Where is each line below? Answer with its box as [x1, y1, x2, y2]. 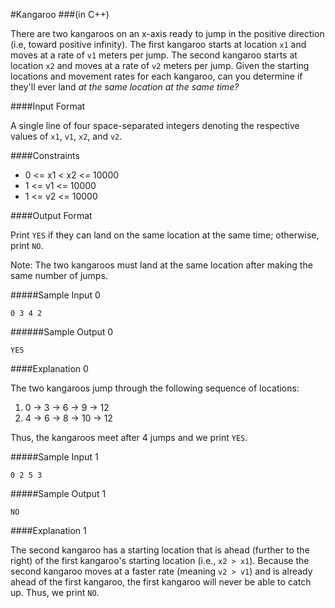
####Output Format [10, 210, 93, 221]
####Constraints [10, 150, 80, 161]
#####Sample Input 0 [10, 289, 101, 301]
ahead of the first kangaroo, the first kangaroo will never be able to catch [10, 576, 312, 588]
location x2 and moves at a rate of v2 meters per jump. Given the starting [10, 60, 310, 71]
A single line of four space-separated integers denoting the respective [10, 120, 300, 131]
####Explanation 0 [10, 363, 89, 374]
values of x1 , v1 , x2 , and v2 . [10, 130, 123, 142]
